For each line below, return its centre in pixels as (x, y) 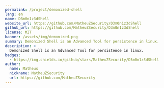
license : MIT (18, 32)
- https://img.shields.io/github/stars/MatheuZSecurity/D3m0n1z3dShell (84, 60)
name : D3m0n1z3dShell (27, 19)
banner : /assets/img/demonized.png (41, 37)
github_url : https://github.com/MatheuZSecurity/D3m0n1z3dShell (72, 28)
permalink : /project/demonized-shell (44, 10)
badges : (13, 55)
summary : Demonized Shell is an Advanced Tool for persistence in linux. (82, 42)
